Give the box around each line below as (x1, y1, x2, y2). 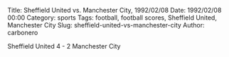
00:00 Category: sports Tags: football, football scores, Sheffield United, (7, 13, 217, 22)
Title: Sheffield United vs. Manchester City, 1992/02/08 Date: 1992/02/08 (7, 6, 222, 14)
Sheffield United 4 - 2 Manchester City (7, 42, 121, 50)
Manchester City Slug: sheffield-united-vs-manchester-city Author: (7, 21, 205, 29)
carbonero (7, 28, 38, 37)
